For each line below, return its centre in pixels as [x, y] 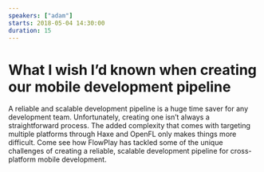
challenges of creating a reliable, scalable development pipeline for [118, 151]
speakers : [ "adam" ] [41, 16]
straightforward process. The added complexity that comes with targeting [130, 126]
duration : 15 [30, 30]
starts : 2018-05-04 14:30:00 [57, 23]
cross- [241, 151]
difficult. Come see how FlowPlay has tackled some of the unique [116, 143]
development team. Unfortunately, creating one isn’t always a [109, 117]
